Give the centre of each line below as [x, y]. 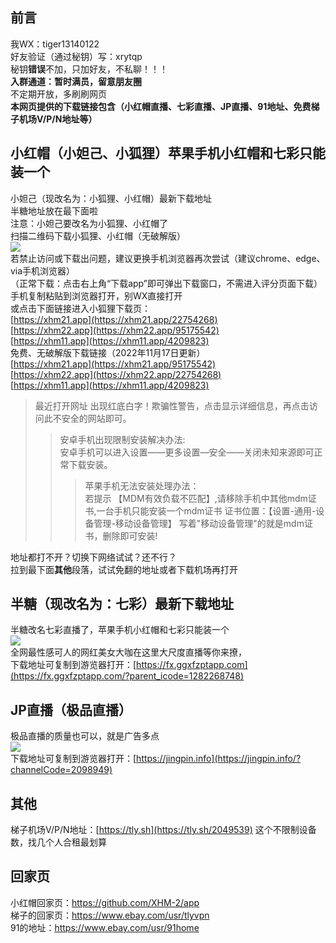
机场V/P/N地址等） [58, 119]
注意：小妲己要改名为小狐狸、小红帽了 [89, 223]
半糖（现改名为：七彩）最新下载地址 [122, 604]
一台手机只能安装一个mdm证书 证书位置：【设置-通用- [206, 510]
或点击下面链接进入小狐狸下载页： [80, 308]
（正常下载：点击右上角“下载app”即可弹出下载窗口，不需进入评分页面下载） [166, 283]
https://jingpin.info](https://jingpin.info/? [219, 759]
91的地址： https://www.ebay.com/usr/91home [105, 927]
